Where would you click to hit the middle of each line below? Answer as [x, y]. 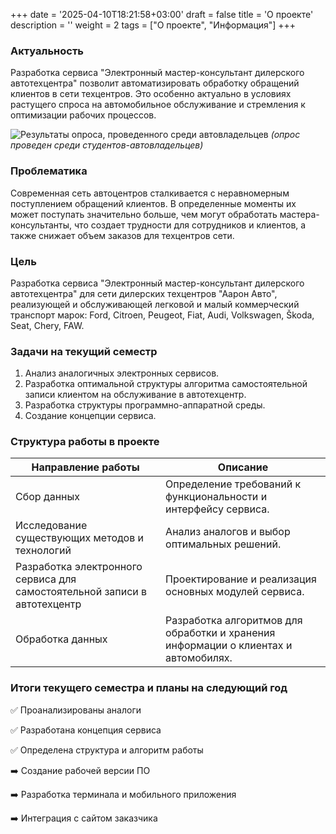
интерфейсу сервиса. [217, 509]
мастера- [299, 214]
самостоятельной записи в [81, 592]
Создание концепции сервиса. [90, 416]
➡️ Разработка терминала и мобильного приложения [123, 794]
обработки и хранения [220, 633]
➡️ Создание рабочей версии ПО [80, 770]
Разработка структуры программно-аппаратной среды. [145, 405]
